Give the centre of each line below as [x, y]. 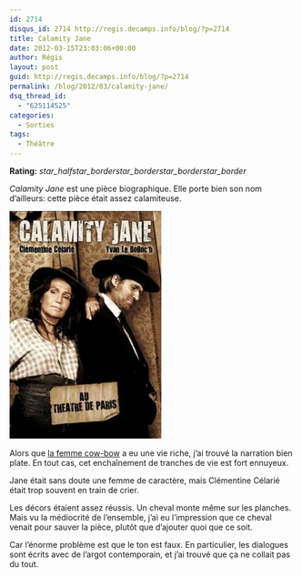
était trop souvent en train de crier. [74, 490]
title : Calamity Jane [50, 38]
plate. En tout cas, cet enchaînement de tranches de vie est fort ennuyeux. [149, 463]
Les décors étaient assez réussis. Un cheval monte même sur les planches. [151, 508]
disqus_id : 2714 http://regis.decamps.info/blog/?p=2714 [120, 29]
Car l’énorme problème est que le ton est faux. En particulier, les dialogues [149, 545]
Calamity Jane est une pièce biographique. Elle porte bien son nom [136, 188]
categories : [32, 115]
